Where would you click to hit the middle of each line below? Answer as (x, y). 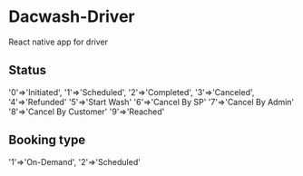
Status (28, 70)
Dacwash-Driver (72, 17)
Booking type (47, 140)
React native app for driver (58, 42)
